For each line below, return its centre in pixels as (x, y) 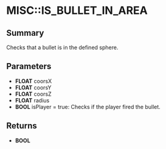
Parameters (29, 66)
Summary (25, 33)
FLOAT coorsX (33, 81)
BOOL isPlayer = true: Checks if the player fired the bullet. (88, 107)
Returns (22, 126)
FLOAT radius (32, 100)
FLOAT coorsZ (33, 94)
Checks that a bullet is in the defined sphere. (62, 47)
